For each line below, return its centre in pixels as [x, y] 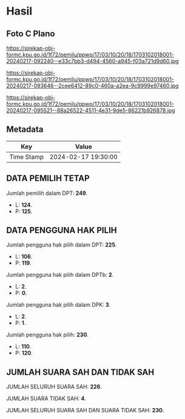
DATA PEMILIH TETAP [48, 178]
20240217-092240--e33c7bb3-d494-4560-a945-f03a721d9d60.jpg [92, 61]
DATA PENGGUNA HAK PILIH [62, 230]
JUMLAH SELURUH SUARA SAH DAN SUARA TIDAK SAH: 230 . [85, 410]
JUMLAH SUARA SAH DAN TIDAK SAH [80, 372]
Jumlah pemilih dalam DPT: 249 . [47, 193]
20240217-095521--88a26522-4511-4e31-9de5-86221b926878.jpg [91, 110]
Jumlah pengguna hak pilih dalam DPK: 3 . [59, 305]
